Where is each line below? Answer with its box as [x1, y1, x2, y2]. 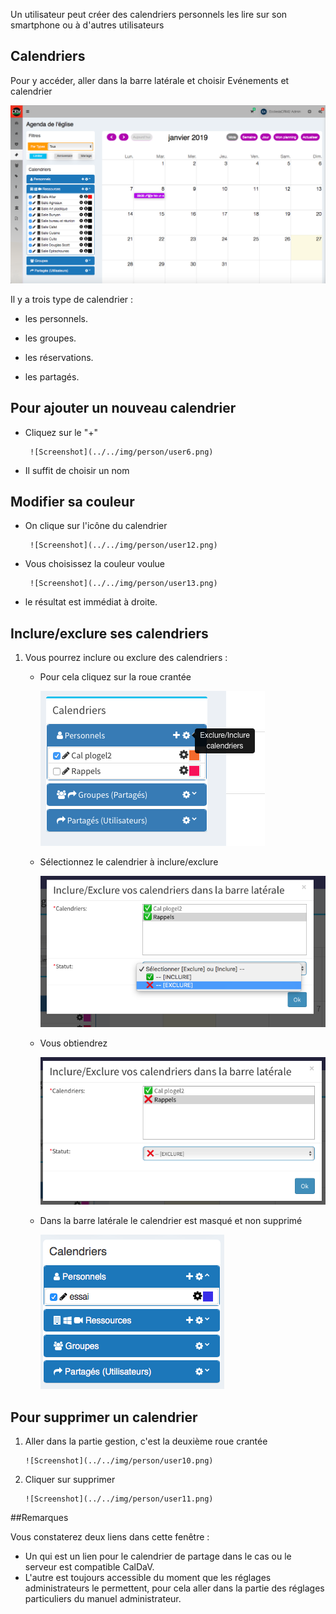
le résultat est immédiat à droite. [24, 596, 158, 608]
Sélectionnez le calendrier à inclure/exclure [39, 856, 219, 868]
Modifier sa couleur [10, 493, 135, 510]
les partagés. [24, 370, 80, 383]
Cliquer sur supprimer [24, 1474, 116, 1486]
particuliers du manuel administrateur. [24, 1593, 182, 1605]
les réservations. [24, 351, 94, 363]
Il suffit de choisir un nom [24, 464, 130, 476]
